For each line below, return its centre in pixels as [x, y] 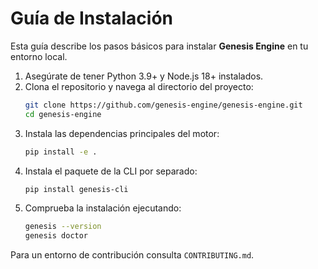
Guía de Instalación [92, 18]
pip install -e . [61, 152]
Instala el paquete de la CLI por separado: [111, 171]
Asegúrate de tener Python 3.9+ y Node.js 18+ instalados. [144, 76]
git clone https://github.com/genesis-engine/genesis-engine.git [163, 105]
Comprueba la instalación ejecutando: [103, 208]
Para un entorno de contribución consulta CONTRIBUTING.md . [132, 255]
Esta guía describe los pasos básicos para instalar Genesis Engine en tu [159, 46]
